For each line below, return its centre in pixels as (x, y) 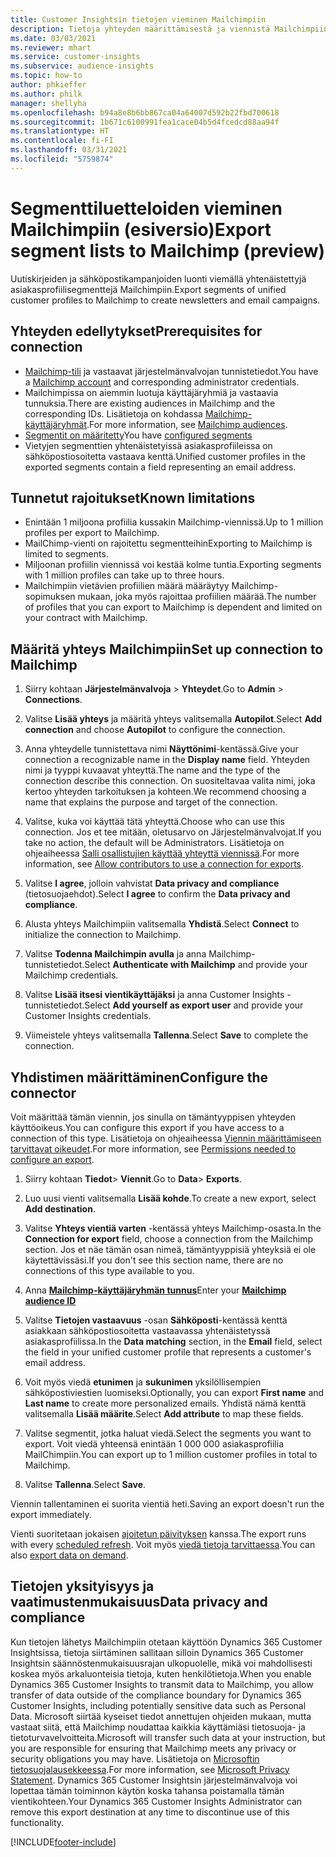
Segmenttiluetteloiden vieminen (146, 208)
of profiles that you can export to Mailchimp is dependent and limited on (173, 607)
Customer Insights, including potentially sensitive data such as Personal (158, 1705)
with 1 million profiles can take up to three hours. (124, 575)
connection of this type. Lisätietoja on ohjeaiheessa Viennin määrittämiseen (166, 1138)
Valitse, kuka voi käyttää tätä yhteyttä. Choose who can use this (154, 822)
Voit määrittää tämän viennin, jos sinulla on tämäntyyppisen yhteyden (153, 1117)
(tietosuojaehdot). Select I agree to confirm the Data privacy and (157, 894)
